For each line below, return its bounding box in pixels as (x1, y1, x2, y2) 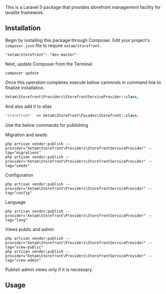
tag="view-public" (5, 245, 43, 250)
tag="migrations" (5, 150, 41, 155)
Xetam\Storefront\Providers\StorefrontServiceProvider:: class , (5, 94, 140, 99)
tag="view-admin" (5, 258, 41, 263)
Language (5, 199, 26, 205)
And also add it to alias (5, 103, 52, 109)
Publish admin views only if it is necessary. (5, 267, 93, 273)
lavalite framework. (5, 9, 45, 15)
